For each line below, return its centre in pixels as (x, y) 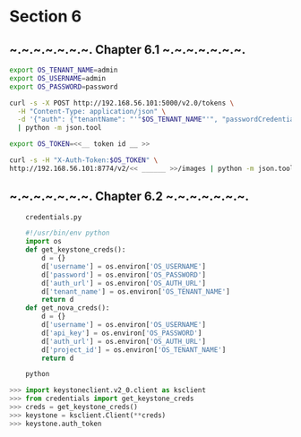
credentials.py (54, 217)
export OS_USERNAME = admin (57, 78)
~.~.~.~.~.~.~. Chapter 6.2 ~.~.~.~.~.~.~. (129, 197)
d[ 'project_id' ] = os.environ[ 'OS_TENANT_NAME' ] (134, 350)
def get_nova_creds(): (68, 308)
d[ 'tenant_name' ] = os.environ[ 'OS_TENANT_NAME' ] (136, 291)
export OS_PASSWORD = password (64, 87)
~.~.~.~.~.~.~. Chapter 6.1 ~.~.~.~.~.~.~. (128, 50)
